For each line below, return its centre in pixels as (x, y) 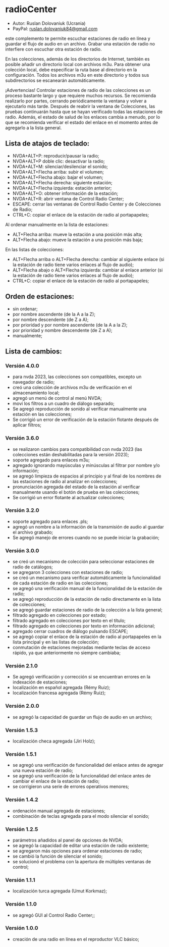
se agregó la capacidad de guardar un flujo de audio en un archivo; (82, 717)
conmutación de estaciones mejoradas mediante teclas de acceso (81, 648)
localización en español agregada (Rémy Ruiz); (61, 688)
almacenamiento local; (36, 393)
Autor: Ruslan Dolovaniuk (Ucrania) (49, 23)
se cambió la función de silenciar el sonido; (58, 856)
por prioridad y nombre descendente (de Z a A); (62, 330)
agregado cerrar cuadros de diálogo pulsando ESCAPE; (70, 632)
